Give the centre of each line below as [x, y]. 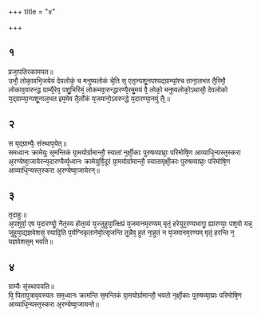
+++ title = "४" [32, 12]
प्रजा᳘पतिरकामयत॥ [31, 72]
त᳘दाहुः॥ [18, 215]
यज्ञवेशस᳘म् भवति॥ [31, 241]
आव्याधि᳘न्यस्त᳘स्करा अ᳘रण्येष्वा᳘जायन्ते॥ [54, 304]
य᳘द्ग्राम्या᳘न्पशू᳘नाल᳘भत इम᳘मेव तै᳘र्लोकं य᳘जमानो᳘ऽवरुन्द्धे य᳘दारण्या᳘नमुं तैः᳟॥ [89, 98]
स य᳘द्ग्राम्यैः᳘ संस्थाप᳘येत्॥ [38, 143]
